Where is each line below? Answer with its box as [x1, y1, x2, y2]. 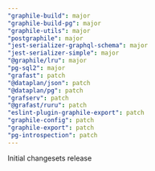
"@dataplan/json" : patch [7, 79, 91, 87]
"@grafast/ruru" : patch [7, 101, 88, 109]
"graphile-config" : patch [7, 116, 94, 124]
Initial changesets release [7, 153, 92, 163]
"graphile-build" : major [7, 11, 91, 20]
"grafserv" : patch [7, 94, 69, 102]
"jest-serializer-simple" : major [7, 49, 120, 57]
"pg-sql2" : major [7, 64, 66, 72]
